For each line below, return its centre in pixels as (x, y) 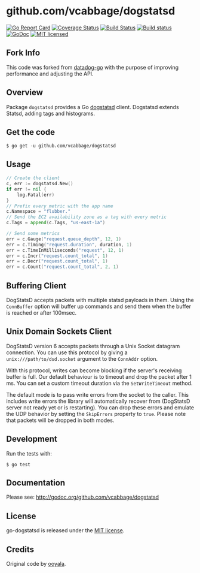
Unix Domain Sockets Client (59, 332)
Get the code (31, 132)
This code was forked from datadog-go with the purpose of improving (93, 67)
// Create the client (33, 178)
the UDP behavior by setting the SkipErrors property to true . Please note (96, 414)
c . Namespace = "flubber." (38, 212)
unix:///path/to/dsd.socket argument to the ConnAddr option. (82, 358)
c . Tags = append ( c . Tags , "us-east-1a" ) (56, 223)
